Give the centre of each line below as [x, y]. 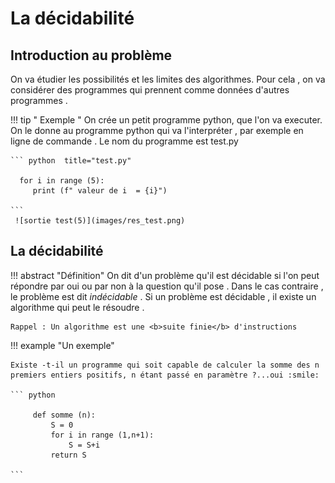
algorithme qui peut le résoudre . [77, 307]
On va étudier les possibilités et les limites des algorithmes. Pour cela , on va [168, 79]
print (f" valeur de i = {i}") [100, 191]
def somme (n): [64, 415]
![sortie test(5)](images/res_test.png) [100, 221]
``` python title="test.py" [71, 161]
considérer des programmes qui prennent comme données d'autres [150, 90]
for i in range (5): [62, 181]
